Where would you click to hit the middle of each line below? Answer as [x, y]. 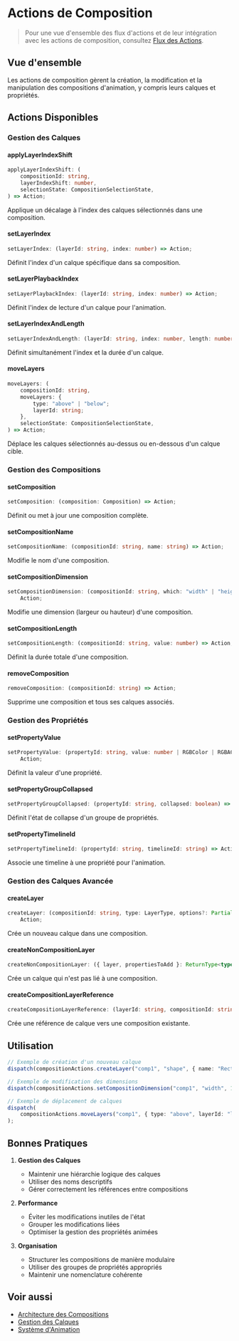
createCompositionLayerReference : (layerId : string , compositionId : [111, 1010]
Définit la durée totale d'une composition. [68, 657]
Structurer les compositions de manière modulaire [102, 1259]
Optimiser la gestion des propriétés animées [93, 1232]
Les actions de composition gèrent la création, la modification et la [105, 80]
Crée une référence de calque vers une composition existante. [99, 1023]
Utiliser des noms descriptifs [70, 1181]
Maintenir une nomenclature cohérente [85, 1274]
